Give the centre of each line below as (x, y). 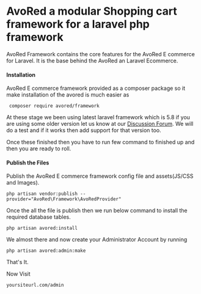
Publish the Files (28, 163)
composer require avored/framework (54, 106)
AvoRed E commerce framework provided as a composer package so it (96, 88)
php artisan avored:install (42, 228)
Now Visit (18, 274)
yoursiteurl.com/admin (35, 285)
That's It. (17, 262)
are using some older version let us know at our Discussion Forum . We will (100, 124)
